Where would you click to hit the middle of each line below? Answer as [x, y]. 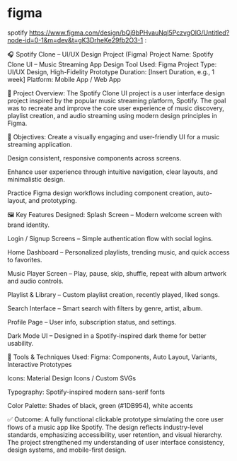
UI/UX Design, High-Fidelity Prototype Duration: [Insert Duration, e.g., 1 [111, 71]
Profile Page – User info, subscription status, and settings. [92, 322]
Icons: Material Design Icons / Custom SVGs [72, 378]
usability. [21, 343]
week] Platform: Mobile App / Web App [64, 79]
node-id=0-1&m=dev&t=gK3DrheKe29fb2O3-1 [75, 40]
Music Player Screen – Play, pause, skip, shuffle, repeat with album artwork [117, 273]
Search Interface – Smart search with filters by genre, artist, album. [105, 308]
